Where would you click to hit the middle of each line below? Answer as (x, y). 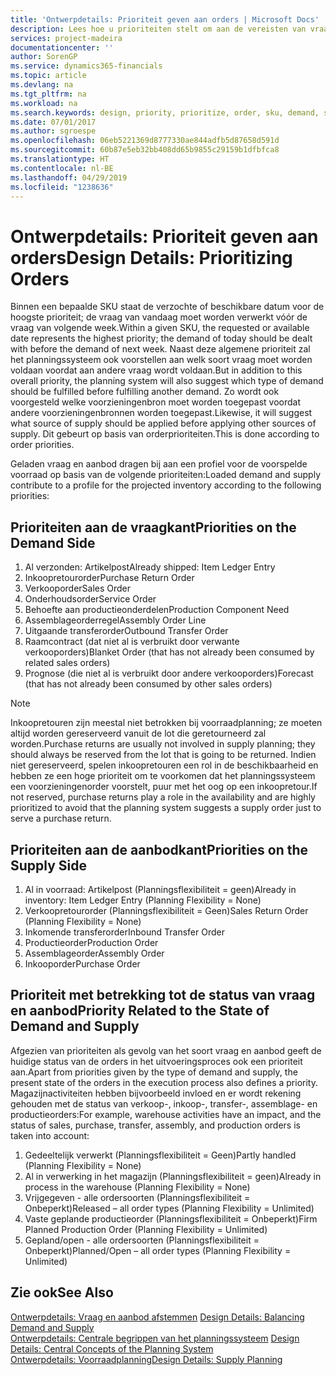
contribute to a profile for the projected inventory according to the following (166, 485)
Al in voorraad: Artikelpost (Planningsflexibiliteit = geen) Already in (160, 889)
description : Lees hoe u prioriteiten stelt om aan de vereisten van (158, 29)
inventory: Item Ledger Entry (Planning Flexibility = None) (143, 900)
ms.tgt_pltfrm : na (48, 94)
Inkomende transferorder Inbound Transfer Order (124, 932)
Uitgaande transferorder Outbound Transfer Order (126, 631)
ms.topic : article (48, 76)
